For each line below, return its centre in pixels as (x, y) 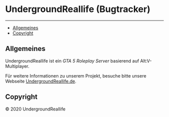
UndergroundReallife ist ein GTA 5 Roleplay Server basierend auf (72, 60)
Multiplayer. (17, 66)
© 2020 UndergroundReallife (35, 109)
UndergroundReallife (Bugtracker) (78, 9)
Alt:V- (146, 60)
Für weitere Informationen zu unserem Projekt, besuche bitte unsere (76, 75)
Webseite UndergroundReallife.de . (41, 81)
